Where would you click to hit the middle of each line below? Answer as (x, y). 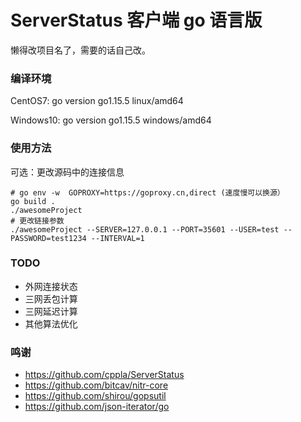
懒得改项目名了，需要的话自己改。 (80, 50)
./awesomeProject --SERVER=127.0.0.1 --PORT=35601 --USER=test (145, 229)
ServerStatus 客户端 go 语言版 (136, 20)
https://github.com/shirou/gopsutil (95, 396)
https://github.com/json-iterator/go (97, 407)
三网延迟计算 (51, 311)
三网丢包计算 (51, 298)
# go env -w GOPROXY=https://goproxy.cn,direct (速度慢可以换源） (147, 192)
